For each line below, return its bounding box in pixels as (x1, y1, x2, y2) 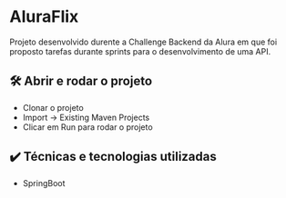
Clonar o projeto (22, 102, 84, 113)
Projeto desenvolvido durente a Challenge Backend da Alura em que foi (9, 36, 278, 47)
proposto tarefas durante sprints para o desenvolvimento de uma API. (9, 45, 271, 56)
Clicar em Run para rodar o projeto (22, 121, 153, 133)
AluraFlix (9, 6, 79, 27)
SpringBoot (22, 177, 66, 188)
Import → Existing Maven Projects (22, 112, 150, 123)
